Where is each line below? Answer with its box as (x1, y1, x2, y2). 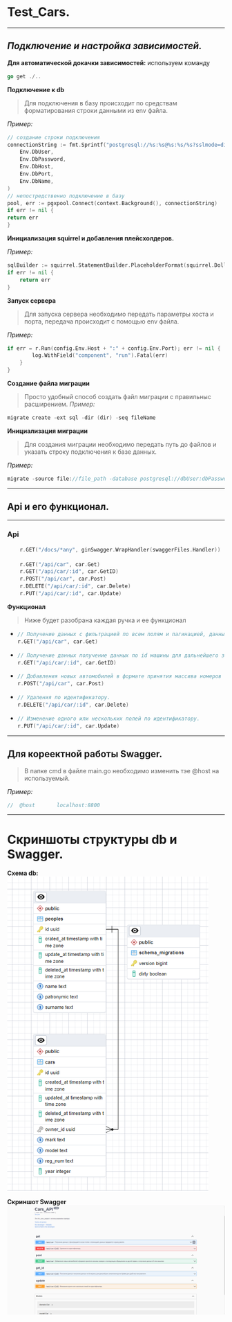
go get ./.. (7, 73, 41, 80)
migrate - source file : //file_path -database (7, 475, 137, 482)
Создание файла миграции (7, 379, 90, 387)
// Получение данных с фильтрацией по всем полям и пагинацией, (17, 631, 206, 637)
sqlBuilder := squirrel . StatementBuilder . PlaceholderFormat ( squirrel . (7, 262, 215, 269)
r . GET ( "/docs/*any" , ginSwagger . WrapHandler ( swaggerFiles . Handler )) (19, 546, 221, 553)
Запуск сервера (7, 296, 57, 305)
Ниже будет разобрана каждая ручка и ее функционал (23, 616, 186, 624)
